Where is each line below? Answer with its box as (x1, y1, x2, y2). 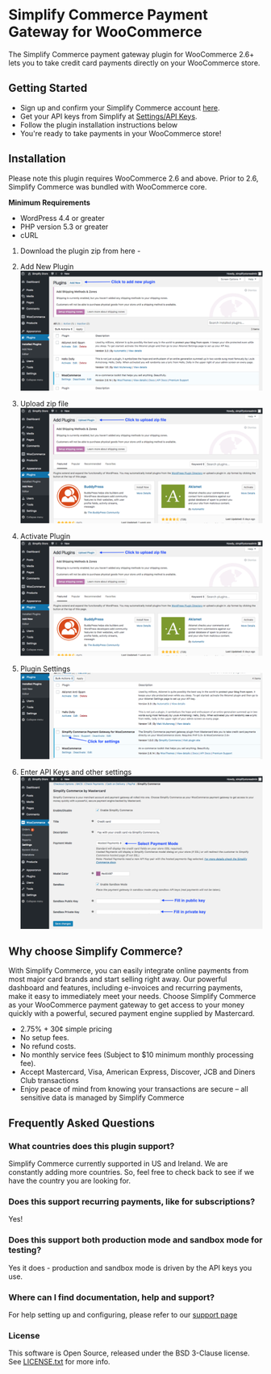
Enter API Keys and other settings (19, 768, 132, 777)
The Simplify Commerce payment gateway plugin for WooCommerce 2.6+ (8, 49, 255, 59)
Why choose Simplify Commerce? (8, 944, 183, 958)
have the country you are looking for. (8, 1176, 131, 1186)
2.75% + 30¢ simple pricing (19, 1024, 113, 1034)
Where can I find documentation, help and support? (8, 1292, 215, 1303)
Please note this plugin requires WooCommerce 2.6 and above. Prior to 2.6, (8, 173, 259, 183)
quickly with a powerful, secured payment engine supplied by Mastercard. (8, 1009, 256, 1018)
